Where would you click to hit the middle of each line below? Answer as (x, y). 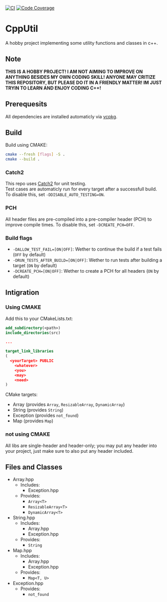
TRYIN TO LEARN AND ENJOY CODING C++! (53, 88)
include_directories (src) (33, 333)
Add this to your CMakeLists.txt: (39, 318)
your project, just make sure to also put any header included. (69, 451)
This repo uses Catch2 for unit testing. (46, 184)
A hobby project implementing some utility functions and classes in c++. (82, 43)
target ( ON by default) (35, 265)
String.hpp (24, 518)
